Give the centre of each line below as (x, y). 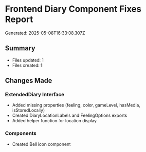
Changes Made (28, 81)
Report (19, 19)
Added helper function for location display (54, 121)
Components (21, 133)
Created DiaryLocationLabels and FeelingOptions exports (70, 115)
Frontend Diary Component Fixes (73, 9)
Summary (20, 48)
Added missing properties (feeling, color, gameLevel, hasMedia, (76, 105)
